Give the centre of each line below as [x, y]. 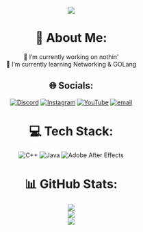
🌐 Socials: [71, 86]
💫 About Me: [71, 38]
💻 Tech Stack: [71, 131]
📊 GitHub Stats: [71, 184]
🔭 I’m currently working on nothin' [71, 57]
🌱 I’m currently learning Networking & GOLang [71, 64]
